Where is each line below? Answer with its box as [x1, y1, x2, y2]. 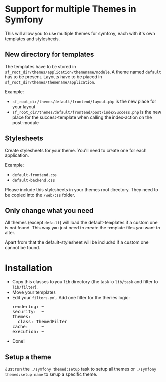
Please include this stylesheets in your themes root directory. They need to [5, 186, 158, 192]
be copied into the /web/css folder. [5, 192, 76, 198]
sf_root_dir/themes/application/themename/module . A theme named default [5, 69, 161, 75]
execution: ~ [12, 329, 44, 335]
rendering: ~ [12, 304, 44, 310]
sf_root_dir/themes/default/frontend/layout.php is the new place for [12, 98, 156, 104]
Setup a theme [5, 353, 51, 361]
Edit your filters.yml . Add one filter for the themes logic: [12, 295, 130, 301]
